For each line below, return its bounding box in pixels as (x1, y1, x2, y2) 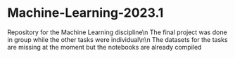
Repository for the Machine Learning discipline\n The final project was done (7, 28, 227, 36)
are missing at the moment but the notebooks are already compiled (7, 43, 202, 51)
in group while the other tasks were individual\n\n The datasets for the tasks (7, 35, 228, 43)
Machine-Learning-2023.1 (7, 5, 164, 21)
